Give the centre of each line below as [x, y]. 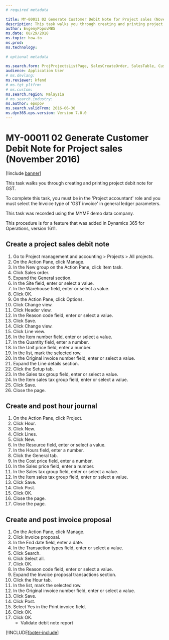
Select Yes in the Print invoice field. [49, 607]
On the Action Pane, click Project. [48, 418]
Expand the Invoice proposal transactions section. [65, 574]
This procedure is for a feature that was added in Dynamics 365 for [75, 223]
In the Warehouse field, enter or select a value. [61, 288]
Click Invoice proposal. [37, 537]
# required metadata [27, 10]
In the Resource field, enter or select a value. [59, 445]
